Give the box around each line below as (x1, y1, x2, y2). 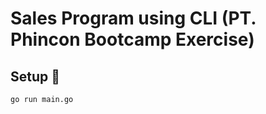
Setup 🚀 (10, 68, 61, 85)
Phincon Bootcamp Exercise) (10, 28, 255, 51)
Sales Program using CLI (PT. (10, 7, 257, 30)
